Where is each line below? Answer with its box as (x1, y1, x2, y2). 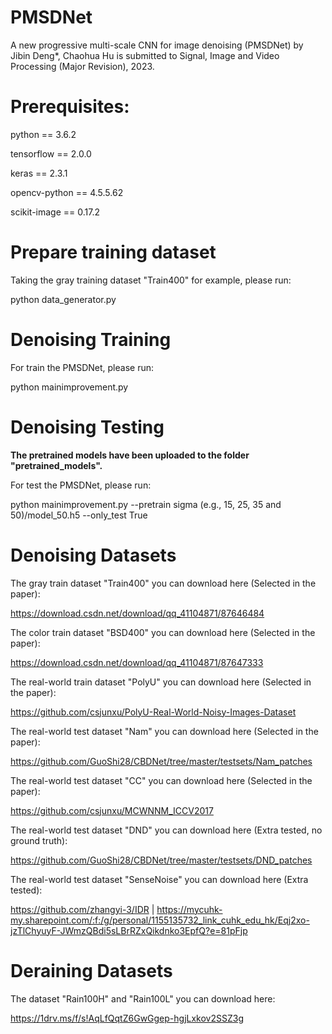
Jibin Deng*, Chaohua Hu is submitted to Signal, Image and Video (10, 49, 280, 61)
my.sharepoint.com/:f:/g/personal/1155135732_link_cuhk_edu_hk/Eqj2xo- (10, 914, 310, 926)
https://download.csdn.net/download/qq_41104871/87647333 (10, 656, 264, 668)
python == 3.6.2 (10, 128, 77, 140)
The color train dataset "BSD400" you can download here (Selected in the (10, 626, 316, 638)
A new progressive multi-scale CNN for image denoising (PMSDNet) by (10, 39, 304, 51)
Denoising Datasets (10, 544, 177, 566)
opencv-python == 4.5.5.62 (10, 186, 124, 198)
